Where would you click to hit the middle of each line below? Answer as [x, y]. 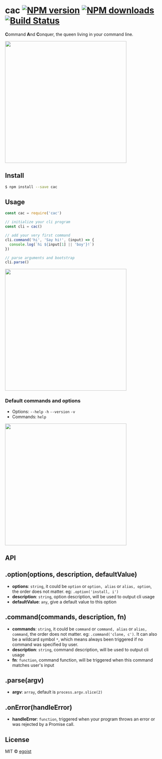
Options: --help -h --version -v [43, 411]
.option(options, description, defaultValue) [71, 575]
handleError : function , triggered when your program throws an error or [83, 719]
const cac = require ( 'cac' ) [33, 213]
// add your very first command [38, 236]
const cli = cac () [24, 227]
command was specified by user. [45, 644]
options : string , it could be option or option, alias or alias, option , [82, 586]
